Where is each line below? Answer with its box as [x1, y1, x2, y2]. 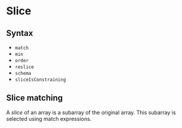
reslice [14, 64, 34, 70]
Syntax [6, 28, 33, 38]
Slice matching [6, 93, 63, 103]
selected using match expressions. [6, 115, 92, 122]
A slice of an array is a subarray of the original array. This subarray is [6, 109, 176, 116]
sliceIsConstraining [14, 77, 66, 83]
